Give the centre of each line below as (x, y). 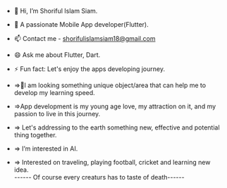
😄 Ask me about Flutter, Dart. (57, 55)
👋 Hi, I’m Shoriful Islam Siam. (56, 11)
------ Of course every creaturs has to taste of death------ (99, 177)
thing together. (35, 135)
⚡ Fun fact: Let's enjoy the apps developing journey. (90, 69)
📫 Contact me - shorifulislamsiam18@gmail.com (85, 38)
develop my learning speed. (54, 93)
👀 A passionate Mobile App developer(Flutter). (81, 24)
